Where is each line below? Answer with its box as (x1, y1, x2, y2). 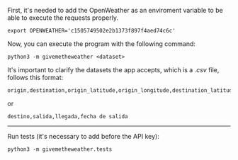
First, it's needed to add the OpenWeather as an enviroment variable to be (7, 6, 223, 14)
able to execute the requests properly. (7, 13, 119, 22)
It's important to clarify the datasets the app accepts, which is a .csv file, (7, 66, 220, 74)
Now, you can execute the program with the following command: (7, 40, 196, 48)
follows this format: (7, 74, 64, 81)
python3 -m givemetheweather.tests (7, 146, 113, 153)
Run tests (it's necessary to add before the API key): (7, 132, 159, 140)
